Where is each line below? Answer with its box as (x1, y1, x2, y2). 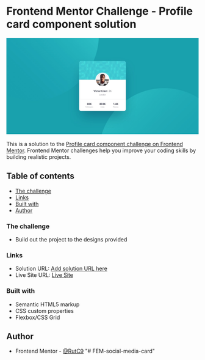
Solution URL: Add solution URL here (15, 265, 108, 273)
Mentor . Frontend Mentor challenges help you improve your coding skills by (6, 147, 196, 154)
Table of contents (6, 171, 74, 182)
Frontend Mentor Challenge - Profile (6, 4, 193, 18)
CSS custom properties (15, 307, 74, 314)
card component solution (6, 17, 137, 31)
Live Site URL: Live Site (15, 271, 74, 279)
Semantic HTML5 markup (15, 301, 80, 308)
